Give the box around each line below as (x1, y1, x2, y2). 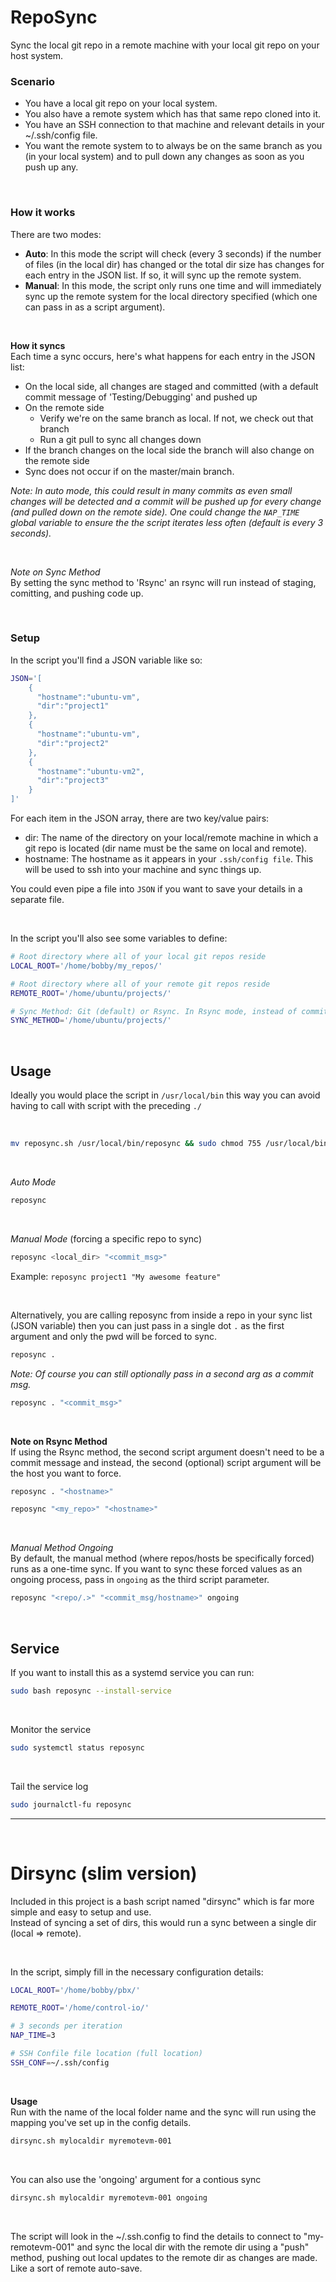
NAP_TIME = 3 (10, 2031, 56, 2041)
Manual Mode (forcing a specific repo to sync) (10, 1232, 203, 1245)
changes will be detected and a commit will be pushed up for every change (10, 495, 322, 507)
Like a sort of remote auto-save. (10, 2262, 143, 2274)
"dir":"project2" (36, 738, 110, 748)
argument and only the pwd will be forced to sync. (10, 1330, 217, 1342)
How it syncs (10, 339, 66, 351)
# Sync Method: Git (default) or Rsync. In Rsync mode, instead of (10, 1006, 298, 1016)
